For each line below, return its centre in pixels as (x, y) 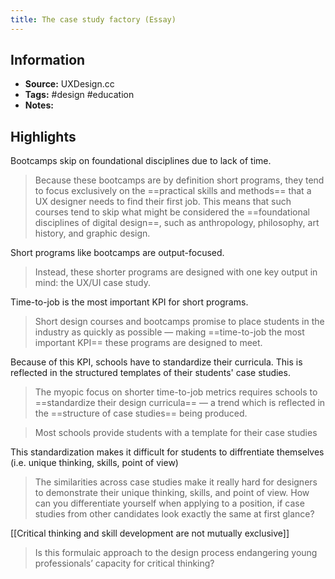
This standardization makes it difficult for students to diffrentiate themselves (167, 452)
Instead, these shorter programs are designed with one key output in (176, 272)
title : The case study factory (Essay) (93, 19)
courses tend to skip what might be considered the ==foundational (172, 212)
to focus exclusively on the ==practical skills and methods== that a (173, 191)
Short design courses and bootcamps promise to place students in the (179, 322)
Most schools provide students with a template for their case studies (176, 433)
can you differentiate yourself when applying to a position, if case (169, 503)
